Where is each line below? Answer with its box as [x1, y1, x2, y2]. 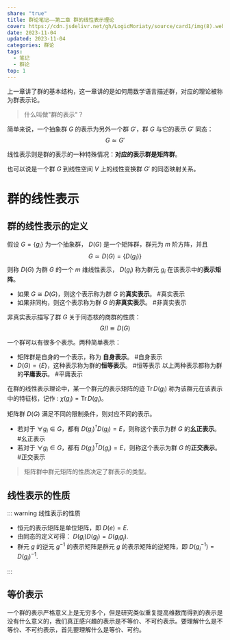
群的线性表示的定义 [7, 221, 88, 232]
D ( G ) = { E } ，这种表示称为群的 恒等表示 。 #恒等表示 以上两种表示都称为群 [16, 361, 222, 369]
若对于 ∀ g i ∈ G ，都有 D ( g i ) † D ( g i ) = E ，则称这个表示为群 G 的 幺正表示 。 [16, 423, 220, 434]
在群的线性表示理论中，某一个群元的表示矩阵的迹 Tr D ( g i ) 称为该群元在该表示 [7, 384, 223, 394]
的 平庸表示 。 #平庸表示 [16, 369, 84, 378]
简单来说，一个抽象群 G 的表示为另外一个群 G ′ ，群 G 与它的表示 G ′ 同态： [7, 125, 214, 133]
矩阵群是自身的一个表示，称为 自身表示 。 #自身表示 [16, 352, 163, 360]
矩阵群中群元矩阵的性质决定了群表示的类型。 [23, 467, 151, 476]
